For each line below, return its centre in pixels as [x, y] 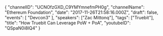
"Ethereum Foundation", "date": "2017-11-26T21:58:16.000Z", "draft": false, [81, 12]
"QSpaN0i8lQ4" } [22, 28]
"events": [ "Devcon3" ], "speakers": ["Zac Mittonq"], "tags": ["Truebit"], [79, 18]
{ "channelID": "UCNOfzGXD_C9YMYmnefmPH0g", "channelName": [74, 7]
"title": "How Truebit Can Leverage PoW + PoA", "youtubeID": [68, 23]
